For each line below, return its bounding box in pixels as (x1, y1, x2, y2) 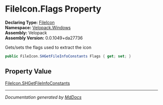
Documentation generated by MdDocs (5, 94, 81, 100)
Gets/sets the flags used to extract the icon (5, 44, 92, 50)
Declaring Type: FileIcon (5, 19, 55, 25)
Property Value (5, 67, 52, 76)
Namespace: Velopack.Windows (5, 24, 71, 30)
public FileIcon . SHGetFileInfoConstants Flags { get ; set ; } (5, 53, 131, 59)
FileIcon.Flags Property (5, 3, 101, 15)
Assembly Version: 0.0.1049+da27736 (5, 35, 83, 41)
